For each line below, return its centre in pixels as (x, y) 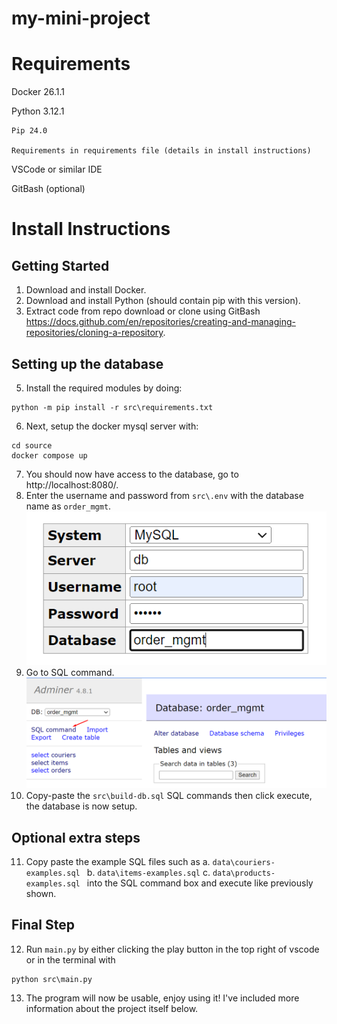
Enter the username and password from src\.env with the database (164, 495)
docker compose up (49, 455)
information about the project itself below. (112, 1008)
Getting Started (60, 265)
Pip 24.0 (29, 131)
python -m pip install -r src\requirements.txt (112, 407)
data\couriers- (244, 863)
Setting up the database (87, 363)
